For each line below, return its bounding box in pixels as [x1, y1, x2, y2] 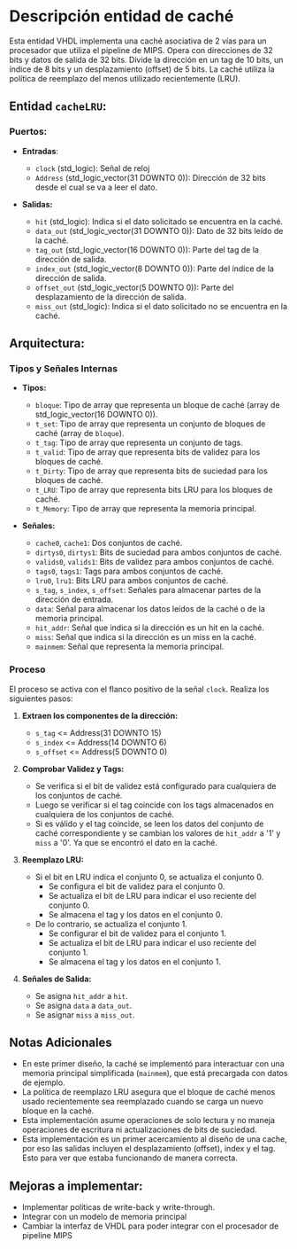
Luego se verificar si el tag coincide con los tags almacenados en [34, 800, 274, 810]
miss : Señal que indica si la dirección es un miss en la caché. [34, 632, 256, 643]
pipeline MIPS [21, 1230, 72, 1241]
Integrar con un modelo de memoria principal [21, 1212, 187, 1222]
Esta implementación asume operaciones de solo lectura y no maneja [21, 1115, 276, 1126]
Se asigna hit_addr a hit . [34, 990, 128, 1001]
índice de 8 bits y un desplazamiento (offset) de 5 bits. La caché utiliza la [9, 64, 276, 74]
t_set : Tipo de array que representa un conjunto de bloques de [34, 418, 266, 429]
